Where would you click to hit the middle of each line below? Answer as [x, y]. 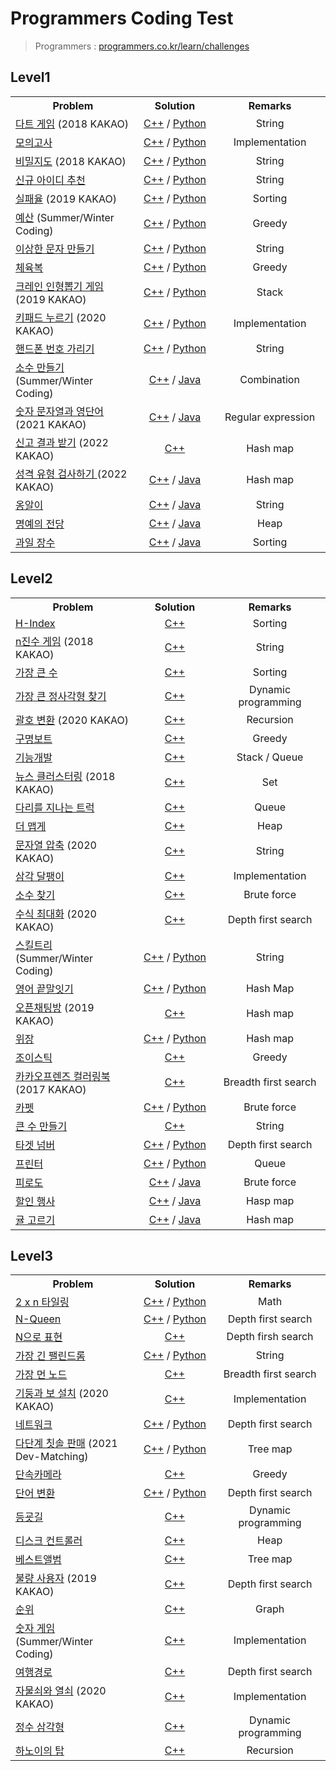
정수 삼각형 [40, 1727]
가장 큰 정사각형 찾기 [61, 696]
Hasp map [270, 1200]
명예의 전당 [40, 524]
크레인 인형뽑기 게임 [60, 286]
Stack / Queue [270, 757]
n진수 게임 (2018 [54, 641]
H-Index [35, 623]
